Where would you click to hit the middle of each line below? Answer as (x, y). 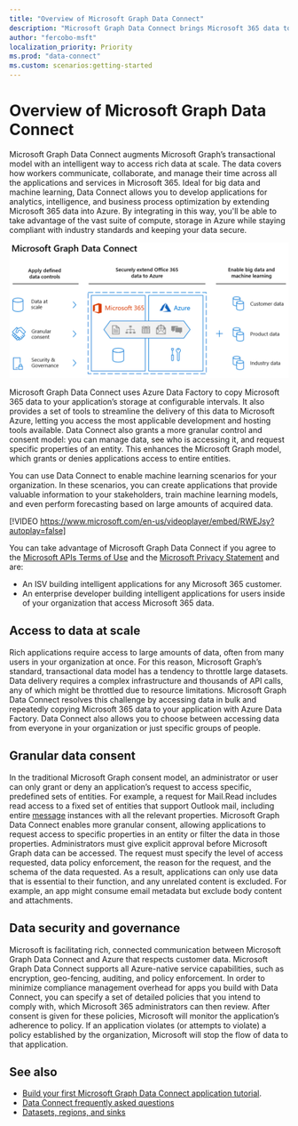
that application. (39, 1044)
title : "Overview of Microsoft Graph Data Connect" (106, 19)
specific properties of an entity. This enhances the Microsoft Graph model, (145, 449)
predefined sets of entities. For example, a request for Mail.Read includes (143, 796)
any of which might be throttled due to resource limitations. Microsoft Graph (148, 690)
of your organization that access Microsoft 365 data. (118, 603)
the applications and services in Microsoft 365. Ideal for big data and (135, 182)
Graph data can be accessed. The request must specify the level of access (146, 853)
